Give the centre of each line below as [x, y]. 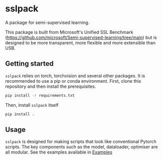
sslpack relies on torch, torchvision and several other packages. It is [75, 76]
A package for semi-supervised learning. [47, 22]
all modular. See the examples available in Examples [59, 152]
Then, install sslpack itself [32, 105]
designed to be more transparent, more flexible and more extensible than [80, 42]
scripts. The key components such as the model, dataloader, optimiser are [82, 147]
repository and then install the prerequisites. [51, 86]
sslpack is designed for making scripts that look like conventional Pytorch [81, 142]
